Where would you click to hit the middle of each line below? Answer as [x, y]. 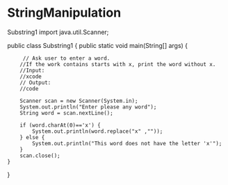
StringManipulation [64, 13]
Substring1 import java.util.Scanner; [58, 32]
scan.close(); [40, 155]
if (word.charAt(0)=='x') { [60, 125]
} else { [32, 137]
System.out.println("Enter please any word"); [88, 107]
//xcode [31, 77]
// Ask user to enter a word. [66, 58]
